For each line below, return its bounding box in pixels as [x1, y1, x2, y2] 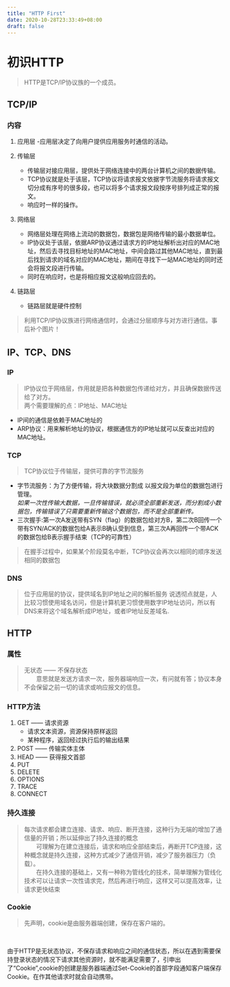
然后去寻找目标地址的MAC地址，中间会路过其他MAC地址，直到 [39, 247, 217, 255]
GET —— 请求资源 [16, 719, 69, 727]
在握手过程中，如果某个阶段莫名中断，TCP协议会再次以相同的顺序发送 [23, 547, 222, 555]
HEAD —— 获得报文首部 [16, 753, 86, 761]
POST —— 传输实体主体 [16, 745, 86, 753]
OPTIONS [16, 775, 44, 784]
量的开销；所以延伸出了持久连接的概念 [29, 834, 138, 842]
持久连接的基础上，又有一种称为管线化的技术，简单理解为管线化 [42, 868, 222, 876]
